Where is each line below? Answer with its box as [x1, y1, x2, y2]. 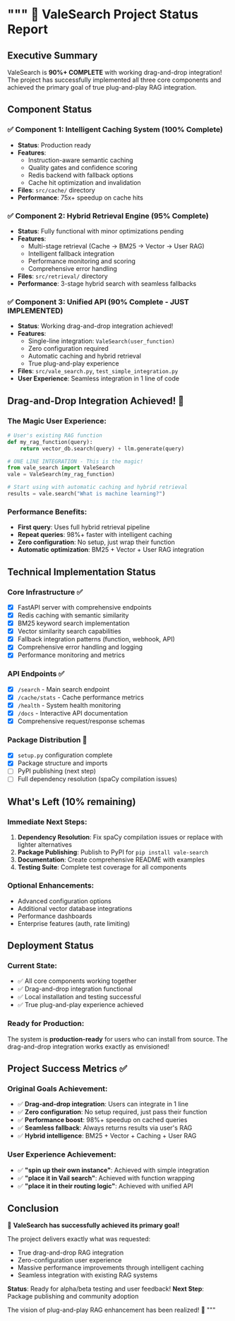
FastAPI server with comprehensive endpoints [17, 603, 152, 611]
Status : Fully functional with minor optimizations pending [17, 227, 184, 235]
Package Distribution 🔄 [7, 735, 88, 744]
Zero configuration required [28, 344, 109, 353]
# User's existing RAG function [7, 432, 102, 439]
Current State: [7, 960, 58, 970]
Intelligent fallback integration [28, 249, 115, 258]
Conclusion [7, 1202, 59, 1214]
